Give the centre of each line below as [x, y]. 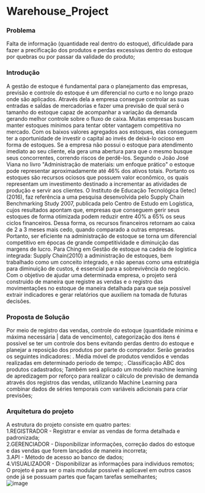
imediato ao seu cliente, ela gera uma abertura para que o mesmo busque [99, 151]
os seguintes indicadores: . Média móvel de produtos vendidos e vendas [98, 356]
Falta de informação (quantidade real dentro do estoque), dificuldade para [100, 44]
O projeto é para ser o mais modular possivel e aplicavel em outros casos [99, 470]
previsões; [20, 396]
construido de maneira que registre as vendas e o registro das [85, 281]
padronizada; [23, 438]
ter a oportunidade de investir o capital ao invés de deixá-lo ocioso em [95, 138]
